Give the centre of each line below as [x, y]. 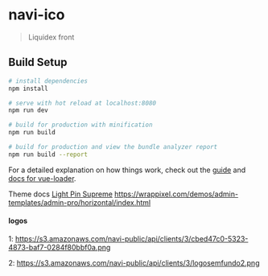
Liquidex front [51, 37]
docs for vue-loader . [42, 178]
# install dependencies [48, 81]
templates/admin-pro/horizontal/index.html [80, 202]
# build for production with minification [80, 125]
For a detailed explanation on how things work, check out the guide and [127, 170]
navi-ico [37, 15]
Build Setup [38, 62]
